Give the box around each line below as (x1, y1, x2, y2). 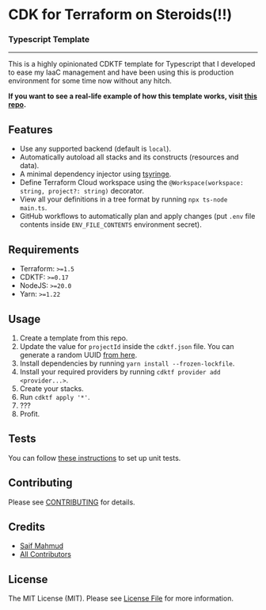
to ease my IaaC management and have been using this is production (8, 67, 234, 77)
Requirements (8, 243, 79, 256)
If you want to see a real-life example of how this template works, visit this (8, 91, 257, 101)
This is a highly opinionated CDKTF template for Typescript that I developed (8, 59, 256, 69)
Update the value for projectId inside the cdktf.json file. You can (19, 341, 234, 351)
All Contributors (19, 550, 71, 559)
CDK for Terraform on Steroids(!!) (8, 6, 233, 24)
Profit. (19, 409, 40, 418)
